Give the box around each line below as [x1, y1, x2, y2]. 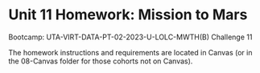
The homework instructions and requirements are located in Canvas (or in [8, 47, 253, 57]
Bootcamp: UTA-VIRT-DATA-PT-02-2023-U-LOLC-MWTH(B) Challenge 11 [8, 32, 253, 42]
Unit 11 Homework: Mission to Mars [8, 6, 248, 24]
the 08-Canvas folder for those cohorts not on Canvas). [8, 56, 193, 66]
